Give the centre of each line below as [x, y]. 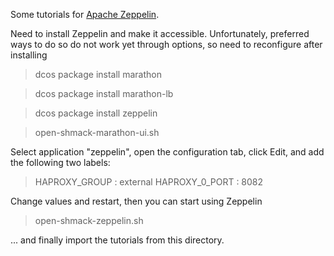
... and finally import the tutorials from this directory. [117, 240]
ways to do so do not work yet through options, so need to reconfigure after [166, 44]
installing [29, 55]
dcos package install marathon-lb [104, 93]
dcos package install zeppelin [96, 113]
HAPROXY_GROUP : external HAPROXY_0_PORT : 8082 [149, 182]
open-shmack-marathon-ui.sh [97, 132]
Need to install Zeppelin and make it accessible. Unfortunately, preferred [160, 33]
